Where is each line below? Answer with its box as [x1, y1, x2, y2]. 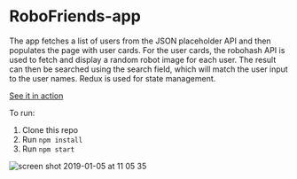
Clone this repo [21, 124, 78, 135]
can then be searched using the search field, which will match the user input [9, 64, 288, 74]
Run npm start [21, 144, 75, 154]
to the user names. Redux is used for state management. [9, 73, 216, 83]
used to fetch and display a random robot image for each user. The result [9, 54, 277, 65]
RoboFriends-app [9, 6, 142, 27]
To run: [9, 107, 35, 118]
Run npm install [21, 134, 83, 144]
